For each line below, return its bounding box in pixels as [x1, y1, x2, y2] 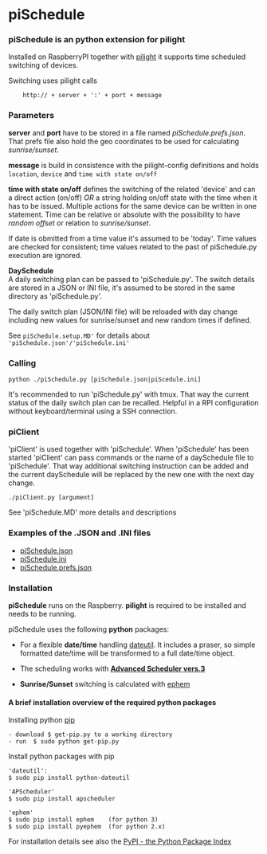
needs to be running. [8, 609, 77, 618]
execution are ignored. [8, 250, 82, 260]
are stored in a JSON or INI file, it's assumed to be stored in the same [8, 283, 236, 292]
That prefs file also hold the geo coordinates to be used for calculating [8, 136, 240, 146]
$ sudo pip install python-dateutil [8, 774, 130, 782]
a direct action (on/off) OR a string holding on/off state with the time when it [8, 193, 257, 202]
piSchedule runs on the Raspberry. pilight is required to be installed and [8, 600, 247, 610]
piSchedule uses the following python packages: [8, 624, 170, 634]
